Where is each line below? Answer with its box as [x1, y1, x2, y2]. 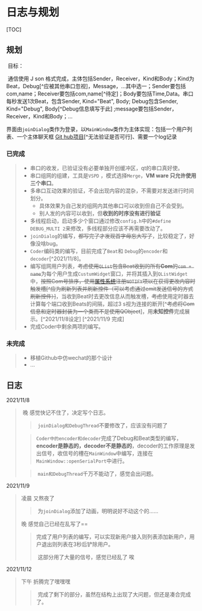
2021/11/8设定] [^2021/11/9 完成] [45, 315, 125, 323]
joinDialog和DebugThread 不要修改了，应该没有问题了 [37, 422, 168, 429]
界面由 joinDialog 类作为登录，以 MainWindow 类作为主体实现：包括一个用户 [6, 125, 188, 133]
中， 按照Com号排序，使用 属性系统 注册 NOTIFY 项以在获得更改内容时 [30, 278, 196, 285]
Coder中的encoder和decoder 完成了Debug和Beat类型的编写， [36, 435, 182, 442]
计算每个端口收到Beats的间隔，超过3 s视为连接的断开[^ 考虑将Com [30, 300, 195, 308]
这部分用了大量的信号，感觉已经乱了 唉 [37, 554, 134, 561]
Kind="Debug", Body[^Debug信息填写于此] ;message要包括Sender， [6, 105, 177, 112]
